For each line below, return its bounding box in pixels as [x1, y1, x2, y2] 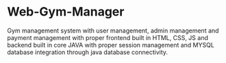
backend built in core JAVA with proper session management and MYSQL [7, 41, 214, 49]
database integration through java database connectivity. [7, 48, 168, 56]
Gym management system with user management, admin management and [7, 26, 219, 35]
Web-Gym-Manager [7, 4, 125, 20]
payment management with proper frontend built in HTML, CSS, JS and [7, 33, 209, 41]
